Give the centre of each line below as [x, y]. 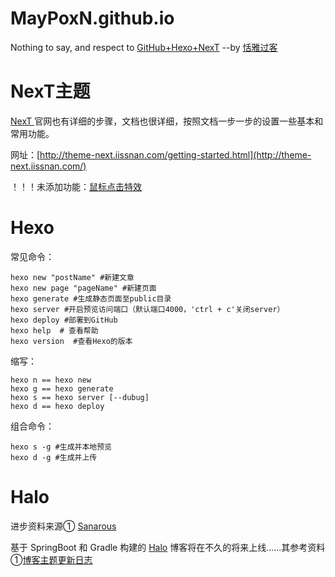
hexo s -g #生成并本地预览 [61, 447]
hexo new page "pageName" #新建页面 [83, 288]
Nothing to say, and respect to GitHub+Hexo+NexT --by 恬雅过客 [144, 47]
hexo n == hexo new [51, 380]
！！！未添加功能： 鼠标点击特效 [76, 186]
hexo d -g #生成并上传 [54, 457]
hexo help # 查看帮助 [54, 330]
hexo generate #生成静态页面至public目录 [91, 298]
